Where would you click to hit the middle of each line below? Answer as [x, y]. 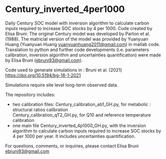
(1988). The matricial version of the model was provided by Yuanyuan [77, 39]
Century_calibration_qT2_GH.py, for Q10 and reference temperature [81, 115]
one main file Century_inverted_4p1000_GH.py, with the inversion [79, 125]
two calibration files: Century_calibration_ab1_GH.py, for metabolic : [81, 104]
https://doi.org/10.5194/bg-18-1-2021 [43, 75]
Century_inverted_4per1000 [65, 9]
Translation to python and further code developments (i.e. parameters [77, 49]
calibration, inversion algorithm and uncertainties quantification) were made [83, 55]
